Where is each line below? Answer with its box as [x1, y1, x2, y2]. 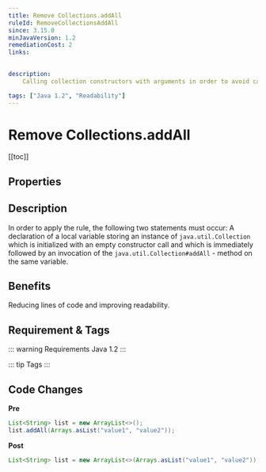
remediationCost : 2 [8, 41, 73, 49]
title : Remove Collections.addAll [8, 11, 123, 20]
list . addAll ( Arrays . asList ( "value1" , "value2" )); [8, 426, 176, 434]
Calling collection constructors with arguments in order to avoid [22, 77, 249, 86]
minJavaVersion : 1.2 [8, 33, 77, 42]
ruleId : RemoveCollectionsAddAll [8, 19, 119, 27]
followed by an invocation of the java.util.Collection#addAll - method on [8, 248, 253, 257]
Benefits [8, 280, 51, 293]
